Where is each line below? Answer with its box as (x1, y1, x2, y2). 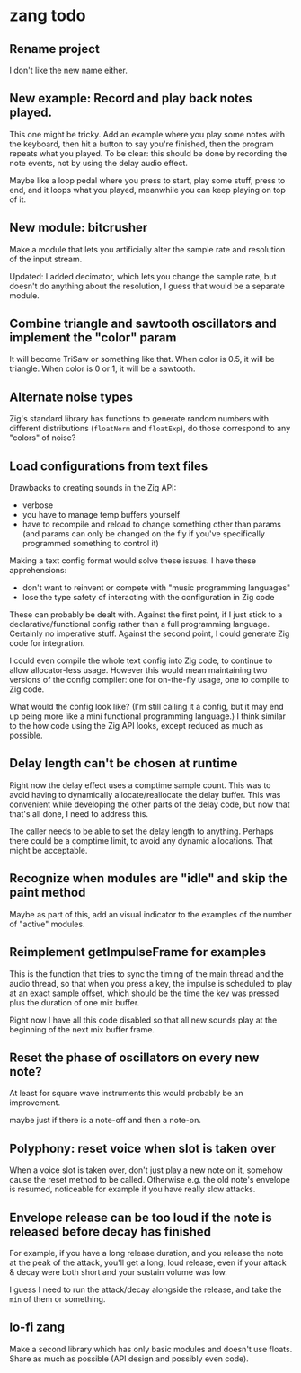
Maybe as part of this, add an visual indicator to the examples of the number (9, 908, 292, 919)
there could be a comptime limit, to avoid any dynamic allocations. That (9, 835, 273, 846)
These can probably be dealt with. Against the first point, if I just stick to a (9, 609, 283, 620)
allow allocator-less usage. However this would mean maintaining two (9, 665, 268, 676)
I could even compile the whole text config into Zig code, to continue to (9, 655, 273, 666)
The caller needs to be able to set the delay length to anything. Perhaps (9, 826, 274, 837)
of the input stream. (9, 253, 83, 264)
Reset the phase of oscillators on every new (9, 1050, 260, 1065)
